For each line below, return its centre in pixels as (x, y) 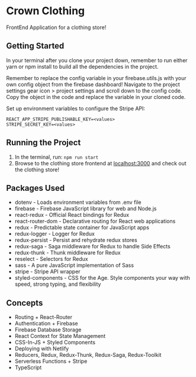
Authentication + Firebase (46, 324)
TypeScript (28, 368)
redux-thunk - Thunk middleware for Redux (68, 253)
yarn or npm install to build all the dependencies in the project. (82, 66)
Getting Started (35, 46)
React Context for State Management (60, 336)
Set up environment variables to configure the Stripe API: (76, 108)
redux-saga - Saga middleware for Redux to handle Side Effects (92, 247)
